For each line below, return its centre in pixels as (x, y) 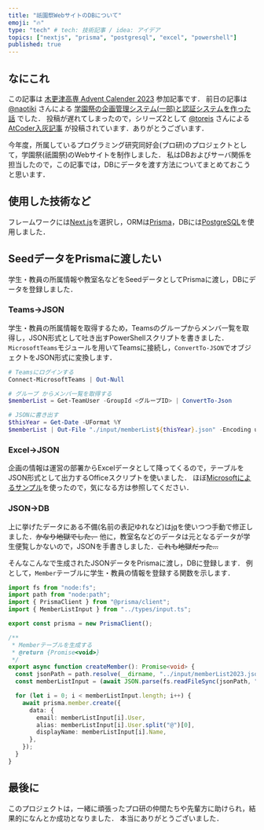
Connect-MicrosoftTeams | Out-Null (66, 379)
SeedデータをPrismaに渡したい (85, 259)
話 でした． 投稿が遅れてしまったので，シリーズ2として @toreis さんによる (129, 118)
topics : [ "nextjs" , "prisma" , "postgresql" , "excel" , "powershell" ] (123, 37)
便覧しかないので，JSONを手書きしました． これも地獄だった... (116, 546)
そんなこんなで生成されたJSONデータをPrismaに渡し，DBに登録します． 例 (131, 563)
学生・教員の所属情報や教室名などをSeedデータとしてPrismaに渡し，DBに (128, 279)
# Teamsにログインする (41, 372)
